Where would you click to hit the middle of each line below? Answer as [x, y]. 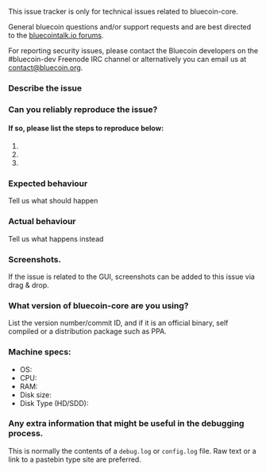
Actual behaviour [42, 222]
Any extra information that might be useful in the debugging [126, 424]
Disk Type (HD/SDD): [54, 403]
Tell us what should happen [53, 201]
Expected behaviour [48, 184]
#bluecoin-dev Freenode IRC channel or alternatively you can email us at [127, 59]
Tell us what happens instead [56, 238]
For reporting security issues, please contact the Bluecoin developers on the [133, 50]
